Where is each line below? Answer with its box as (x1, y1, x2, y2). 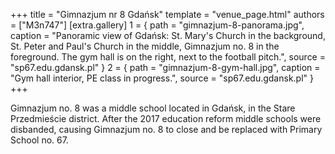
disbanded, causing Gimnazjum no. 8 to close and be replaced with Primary (10, 124, 323, 135)
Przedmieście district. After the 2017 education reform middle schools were (10, 113, 322, 124)
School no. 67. (10, 134, 69, 146)
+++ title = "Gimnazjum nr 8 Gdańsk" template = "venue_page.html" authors (10, 9, 325, 20)
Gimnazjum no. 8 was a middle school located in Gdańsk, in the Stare (10, 102, 296, 114)
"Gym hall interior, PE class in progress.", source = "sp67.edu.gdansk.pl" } (10, 72, 314, 84)
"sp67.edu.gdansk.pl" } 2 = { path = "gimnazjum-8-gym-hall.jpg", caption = (10, 62, 321, 73)
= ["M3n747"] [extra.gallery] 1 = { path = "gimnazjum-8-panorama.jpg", (10, 19, 305, 31)
